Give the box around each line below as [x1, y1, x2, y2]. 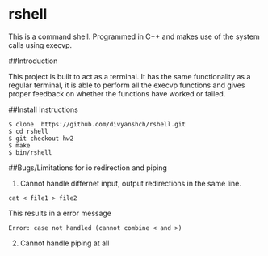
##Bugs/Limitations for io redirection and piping [8, 163, 168, 173]
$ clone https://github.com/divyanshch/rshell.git [8, 120, 186, 128]
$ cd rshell [8, 127, 48, 135]
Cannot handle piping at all [19, 238, 110, 248]
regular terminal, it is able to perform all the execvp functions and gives [8, 80, 245, 90]
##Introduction [8, 56, 58, 66]
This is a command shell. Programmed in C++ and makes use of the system [8, 32, 260, 41]
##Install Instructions [8, 105, 78, 114]
